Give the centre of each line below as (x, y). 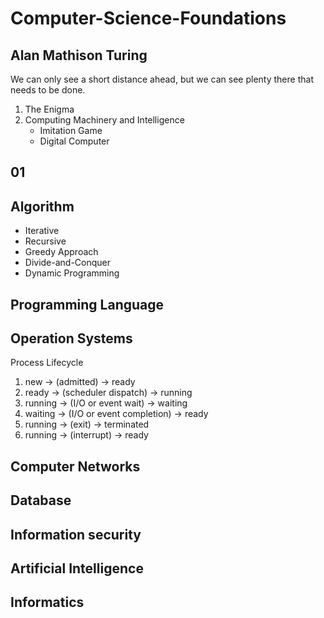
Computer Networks (75, 466)
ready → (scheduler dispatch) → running (108, 393)
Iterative (42, 231)
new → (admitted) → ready (80, 382)
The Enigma (49, 109)
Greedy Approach (61, 252)
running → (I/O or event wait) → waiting (106, 403)
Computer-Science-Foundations (148, 18)
